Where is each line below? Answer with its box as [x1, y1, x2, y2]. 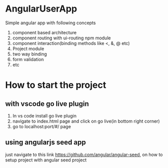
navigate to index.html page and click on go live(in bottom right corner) [12, 118, 160, 124]
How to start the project [5, 79, 107, 91]
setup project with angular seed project [5, 157, 87, 163]
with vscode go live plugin [5, 99, 89, 108]
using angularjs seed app [5, 138, 87, 147]
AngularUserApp [5, 3, 77, 15]
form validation [12, 56, 44, 62]
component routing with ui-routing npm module [12, 35, 111, 41]
